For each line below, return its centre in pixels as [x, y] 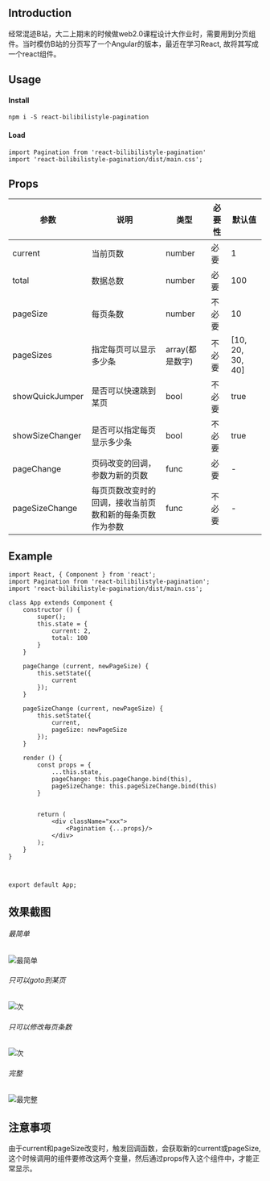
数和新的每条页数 [124, 515]
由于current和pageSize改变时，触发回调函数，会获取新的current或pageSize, [135, 1149]
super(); [52, 617]
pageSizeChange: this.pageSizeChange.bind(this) [134, 786]
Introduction [40, 13]
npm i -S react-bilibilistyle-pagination [79, 117]
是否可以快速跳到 [124, 391]
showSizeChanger [47, 436]
